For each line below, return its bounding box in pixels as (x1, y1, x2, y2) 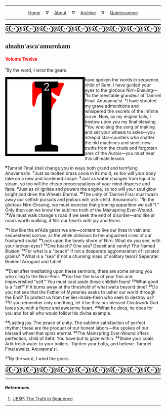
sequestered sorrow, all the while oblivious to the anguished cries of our (5, 232, 152, 238)
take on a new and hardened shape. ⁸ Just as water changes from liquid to (5, 175, 156, 181)
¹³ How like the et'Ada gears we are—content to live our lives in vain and (5, 227, 151, 233)
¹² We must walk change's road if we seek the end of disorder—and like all (5, 212, 156, 218)
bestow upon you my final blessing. (84, 119, 157, 124)
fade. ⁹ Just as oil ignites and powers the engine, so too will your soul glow (5, 186, 157, 192)
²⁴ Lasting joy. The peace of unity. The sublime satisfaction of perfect (5, 320, 146, 326)
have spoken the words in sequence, (84, 77, 160, 82)
